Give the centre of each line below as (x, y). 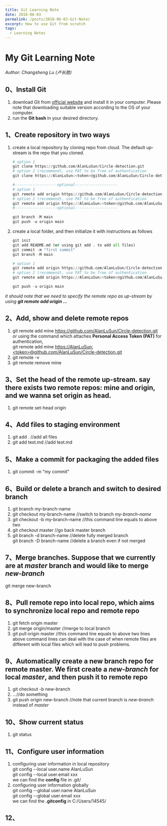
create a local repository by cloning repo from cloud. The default (79, 147)
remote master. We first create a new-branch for (82, 670)
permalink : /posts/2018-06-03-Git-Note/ (48, 19)
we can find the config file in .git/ (47, 780)
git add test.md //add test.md (42, 442)
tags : (11, 29)
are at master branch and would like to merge (77, 566)
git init (21, 241)
